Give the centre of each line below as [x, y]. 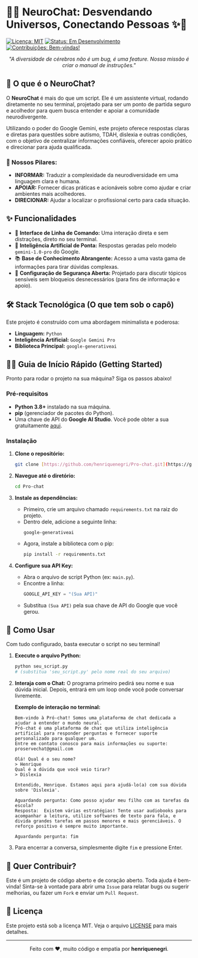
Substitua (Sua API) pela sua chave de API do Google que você [100, 605]
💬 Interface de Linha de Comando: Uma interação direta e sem [92, 233]
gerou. [32, 611]
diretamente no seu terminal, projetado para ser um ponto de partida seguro [99, 104]
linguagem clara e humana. [47, 182]
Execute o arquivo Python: [48, 656]
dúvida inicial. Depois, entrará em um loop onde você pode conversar [99, 690]
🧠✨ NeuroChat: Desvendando [79, 12]
